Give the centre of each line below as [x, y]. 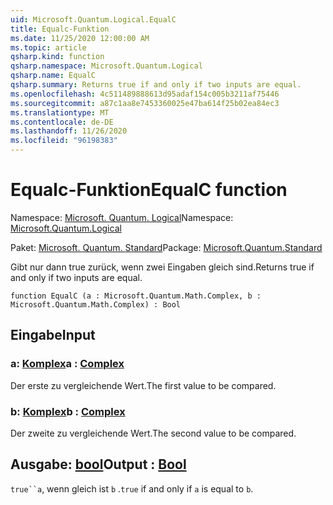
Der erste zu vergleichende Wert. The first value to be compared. [143, 385]
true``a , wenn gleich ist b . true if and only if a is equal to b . [132, 488]
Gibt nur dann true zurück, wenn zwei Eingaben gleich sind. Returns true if [162, 267]
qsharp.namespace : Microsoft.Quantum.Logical [106, 66]
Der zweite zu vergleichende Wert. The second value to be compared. [153, 433]
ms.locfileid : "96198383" [64, 141]
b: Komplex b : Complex [68, 411]
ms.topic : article [48, 47]
